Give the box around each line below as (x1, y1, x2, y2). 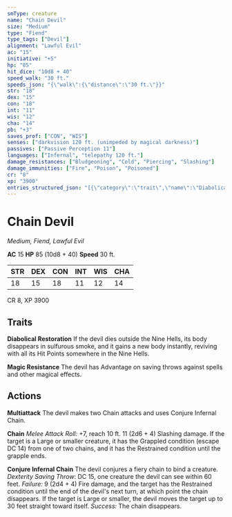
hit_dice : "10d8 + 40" (7, 68, 72, 75)
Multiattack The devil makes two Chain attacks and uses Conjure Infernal (7, 408, 217, 417)
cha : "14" (7, 119, 36, 127)
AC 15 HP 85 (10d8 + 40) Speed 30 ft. (7, 250, 115, 258)
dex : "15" (7, 94, 36, 101)
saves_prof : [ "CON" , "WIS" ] (7, 132, 88, 139)
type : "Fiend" (7, 29, 48, 37)
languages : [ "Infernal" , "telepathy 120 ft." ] (7, 152, 144, 159)
